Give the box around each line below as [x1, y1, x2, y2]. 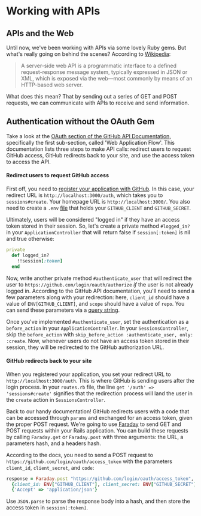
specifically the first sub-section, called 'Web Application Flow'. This [6, 139, 175, 146]
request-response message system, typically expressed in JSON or [20, 68, 188, 76]
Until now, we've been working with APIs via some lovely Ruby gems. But [6, 44, 187, 51]
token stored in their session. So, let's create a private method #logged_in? [6, 222, 190, 229]
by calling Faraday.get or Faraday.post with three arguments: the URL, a [6, 433, 184, 440]
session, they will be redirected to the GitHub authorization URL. [6, 344, 165, 351]
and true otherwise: [6, 235, 55, 243]
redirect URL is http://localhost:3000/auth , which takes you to [6, 192, 163, 199]
